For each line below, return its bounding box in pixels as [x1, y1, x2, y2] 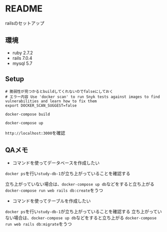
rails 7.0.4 [12, 55, 32, 61]
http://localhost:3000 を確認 [5, 130, 66, 136]
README [5, 3, 43, 14]
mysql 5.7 [12, 60, 32, 66]
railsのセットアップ [5, 20, 45, 26]
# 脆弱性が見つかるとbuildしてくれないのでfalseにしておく [5, 89, 114, 94]
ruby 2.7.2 [12, 49, 33, 55]
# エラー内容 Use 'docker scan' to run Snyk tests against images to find [5, 94, 161, 99]
